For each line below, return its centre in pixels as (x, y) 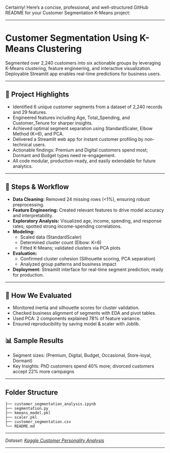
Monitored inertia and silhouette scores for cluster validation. (76, 308)
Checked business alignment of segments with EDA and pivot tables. (84, 313)
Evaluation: (25, 253)
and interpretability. (33, 215)
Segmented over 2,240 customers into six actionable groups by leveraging (83, 63)
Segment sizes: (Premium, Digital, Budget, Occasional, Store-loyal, (82, 355)
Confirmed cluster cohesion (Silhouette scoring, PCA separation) (88, 258)
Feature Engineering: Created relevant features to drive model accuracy (88, 210)
